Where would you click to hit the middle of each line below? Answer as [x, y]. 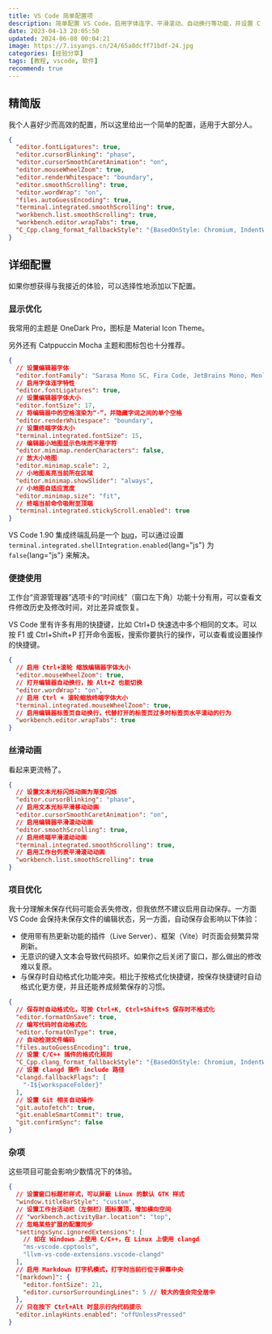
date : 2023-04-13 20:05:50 [54, 31]
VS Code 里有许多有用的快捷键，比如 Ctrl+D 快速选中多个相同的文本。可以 [133, 625]
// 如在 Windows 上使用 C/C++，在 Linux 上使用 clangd [111, 1239]
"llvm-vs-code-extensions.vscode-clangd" [93, 1255]
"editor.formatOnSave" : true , [66, 1017]
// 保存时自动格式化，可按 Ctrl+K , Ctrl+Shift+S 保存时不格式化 [115, 1010]
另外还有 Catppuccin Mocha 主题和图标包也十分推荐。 [99, 345]
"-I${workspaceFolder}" [63, 1085]
